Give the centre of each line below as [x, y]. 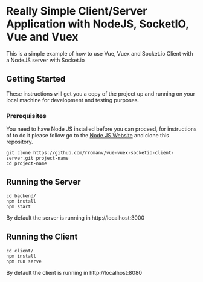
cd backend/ [21, 196]
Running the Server [43, 182]
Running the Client [42, 237]
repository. [20, 142]
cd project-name [27, 164]
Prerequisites [26, 116]
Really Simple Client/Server [77, 11]
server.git [20, 159]
